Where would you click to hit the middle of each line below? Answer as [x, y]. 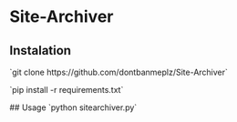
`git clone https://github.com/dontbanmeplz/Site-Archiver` [118, 72]
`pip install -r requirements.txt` [67, 90]
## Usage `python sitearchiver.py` [73, 107]
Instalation [40, 51]
